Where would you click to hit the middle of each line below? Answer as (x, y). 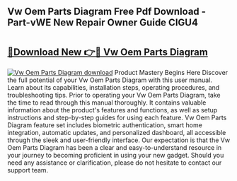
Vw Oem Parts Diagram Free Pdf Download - (107, 12)
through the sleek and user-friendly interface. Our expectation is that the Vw (119, 140)
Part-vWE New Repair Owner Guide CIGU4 (103, 23)
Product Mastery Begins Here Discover (171, 72)
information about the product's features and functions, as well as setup (112, 110)
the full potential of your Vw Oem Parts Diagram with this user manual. (110, 80)
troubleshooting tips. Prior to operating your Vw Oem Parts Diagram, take (114, 95)
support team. (28, 170)
